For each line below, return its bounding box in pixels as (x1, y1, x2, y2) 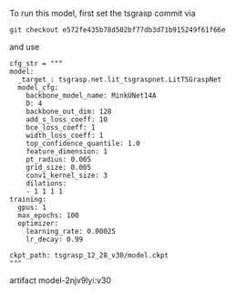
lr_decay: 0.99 (26, 235, 84, 244)
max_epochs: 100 (17, 211, 79, 220)
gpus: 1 (17, 203, 47, 212)
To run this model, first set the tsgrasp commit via (9, 8, 196, 18)
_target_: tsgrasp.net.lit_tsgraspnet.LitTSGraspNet (17, 75, 222, 84)
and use (9, 41, 40, 52)
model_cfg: (17, 83, 59, 92)
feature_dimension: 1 (26, 147, 107, 156)
